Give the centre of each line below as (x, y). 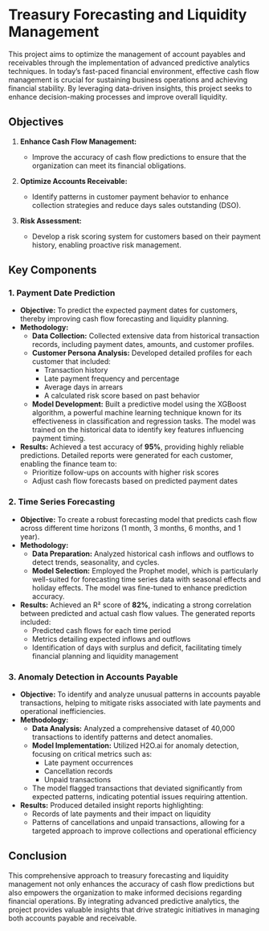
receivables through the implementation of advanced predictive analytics (129, 63)
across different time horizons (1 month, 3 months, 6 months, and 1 (130, 528)
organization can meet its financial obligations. (109, 165)
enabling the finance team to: (68, 464)
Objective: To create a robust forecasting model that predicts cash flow (139, 519)
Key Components (53, 270)
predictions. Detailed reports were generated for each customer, (126, 455)
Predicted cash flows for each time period (101, 630)
